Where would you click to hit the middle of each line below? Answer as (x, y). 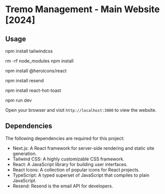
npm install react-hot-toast (33, 90)
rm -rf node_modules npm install (39, 61)
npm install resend (25, 80)
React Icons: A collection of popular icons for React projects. (76, 170)
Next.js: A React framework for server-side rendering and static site (84, 148)
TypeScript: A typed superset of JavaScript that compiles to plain (81, 175)
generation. (25, 153)
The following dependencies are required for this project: (65, 138)
